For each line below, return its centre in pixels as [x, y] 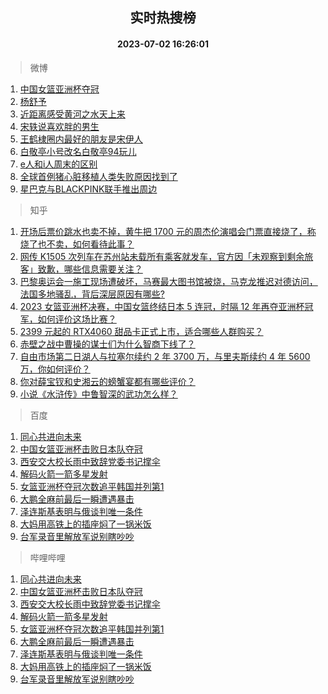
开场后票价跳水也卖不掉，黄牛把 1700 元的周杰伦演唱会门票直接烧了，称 [168, 231]
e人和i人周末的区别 [58, 164]
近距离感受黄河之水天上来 [72, 114]
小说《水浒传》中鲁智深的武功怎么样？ [98, 394]
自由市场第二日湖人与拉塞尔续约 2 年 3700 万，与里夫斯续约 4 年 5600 [165, 356]
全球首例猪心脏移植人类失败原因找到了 [98, 176]
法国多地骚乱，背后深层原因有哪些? [92, 294]
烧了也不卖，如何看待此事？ [77, 244]
